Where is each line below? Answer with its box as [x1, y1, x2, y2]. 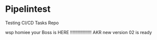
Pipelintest [5, 3, 51, 15]
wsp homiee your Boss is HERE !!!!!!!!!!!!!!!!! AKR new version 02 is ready [5, 29, 152, 35]
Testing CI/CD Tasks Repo [5, 20, 59, 26]
